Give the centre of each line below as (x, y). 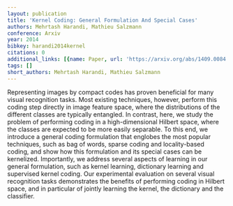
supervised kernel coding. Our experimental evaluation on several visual (111, 174)
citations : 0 (26, 53)
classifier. (21, 196)
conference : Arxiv (34, 33)
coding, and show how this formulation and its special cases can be (105, 152)
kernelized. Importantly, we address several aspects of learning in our (107, 159)
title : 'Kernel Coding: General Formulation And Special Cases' (103, 20)
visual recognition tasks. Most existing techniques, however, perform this (112, 99)
